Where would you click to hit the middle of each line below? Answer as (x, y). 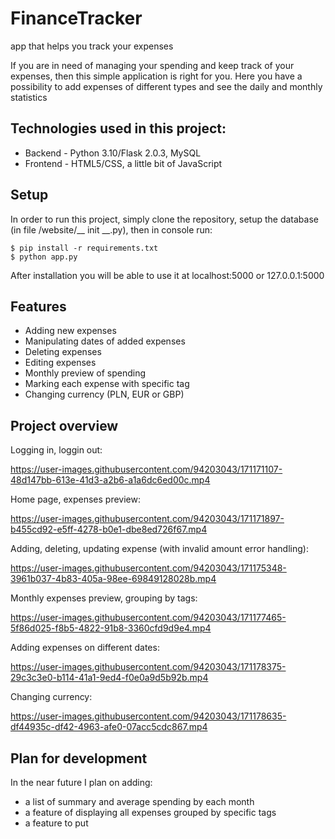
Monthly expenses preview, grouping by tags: (104, 598)
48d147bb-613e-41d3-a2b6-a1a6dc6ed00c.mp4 (110, 480)
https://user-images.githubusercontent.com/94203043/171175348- (148, 568)
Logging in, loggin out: (56, 450)
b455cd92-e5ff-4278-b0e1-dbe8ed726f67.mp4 (109, 529)
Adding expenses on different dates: (85, 648)
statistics (29, 97)
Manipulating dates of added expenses (105, 341)
